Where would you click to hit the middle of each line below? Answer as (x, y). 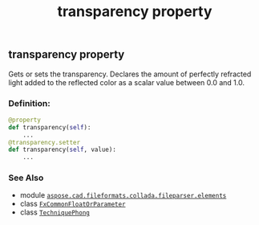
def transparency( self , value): (62, 150)
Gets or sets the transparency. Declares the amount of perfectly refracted (130, 74)
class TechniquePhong (55, 212)
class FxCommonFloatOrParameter (73, 204)
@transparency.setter (45, 142)
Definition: (29, 103)
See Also (26, 178)
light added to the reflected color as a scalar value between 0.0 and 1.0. (126, 82)
